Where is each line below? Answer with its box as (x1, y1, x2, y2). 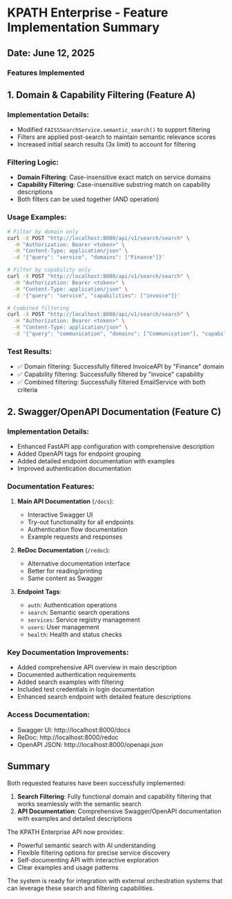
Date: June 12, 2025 (7, 47, 95, 59)
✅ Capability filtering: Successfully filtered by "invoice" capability (17, 370, 204, 378)
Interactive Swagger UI (27, 510, 93, 519)
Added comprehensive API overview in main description (17, 663, 177, 671)
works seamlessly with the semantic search (17, 799, 142, 808)
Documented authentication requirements (17, 671, 136, 679)
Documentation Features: (7, 481, 95, 491)
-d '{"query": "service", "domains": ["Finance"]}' (13, 254, 166, 261)
